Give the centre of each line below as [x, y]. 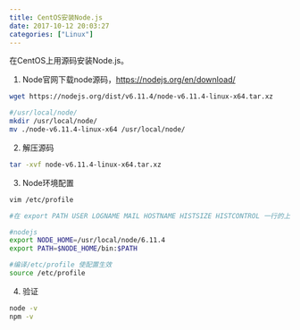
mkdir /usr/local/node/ [54, 122]
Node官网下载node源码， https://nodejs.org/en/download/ [129, 80]
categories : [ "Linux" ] [51, 34]
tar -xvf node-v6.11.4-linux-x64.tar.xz [86, 165]
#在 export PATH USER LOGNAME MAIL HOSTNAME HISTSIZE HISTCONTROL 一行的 [146, 216]
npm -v [21, 317]
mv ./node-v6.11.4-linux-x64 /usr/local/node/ [97, 130]
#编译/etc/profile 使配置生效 [61, 265]
